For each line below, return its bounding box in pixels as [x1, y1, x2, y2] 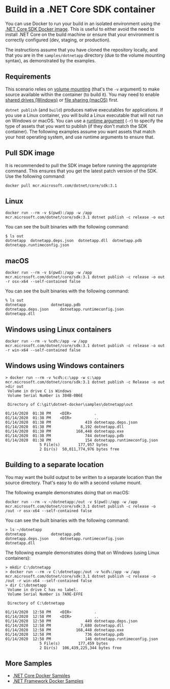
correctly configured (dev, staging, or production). [5, 37, 111, 43]
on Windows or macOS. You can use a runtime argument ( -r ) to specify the [5, 118, 163, 124]
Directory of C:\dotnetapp [7, 601, 65, 606]
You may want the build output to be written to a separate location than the [5, 474, 162, 480]
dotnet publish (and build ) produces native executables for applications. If [5, 106, 163, 113]
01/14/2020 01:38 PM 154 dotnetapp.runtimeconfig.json [5, 438, 158, 443]
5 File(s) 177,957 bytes [39, 442, 108, 447]
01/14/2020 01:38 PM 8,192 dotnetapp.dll [5, 424, 124, 429]
